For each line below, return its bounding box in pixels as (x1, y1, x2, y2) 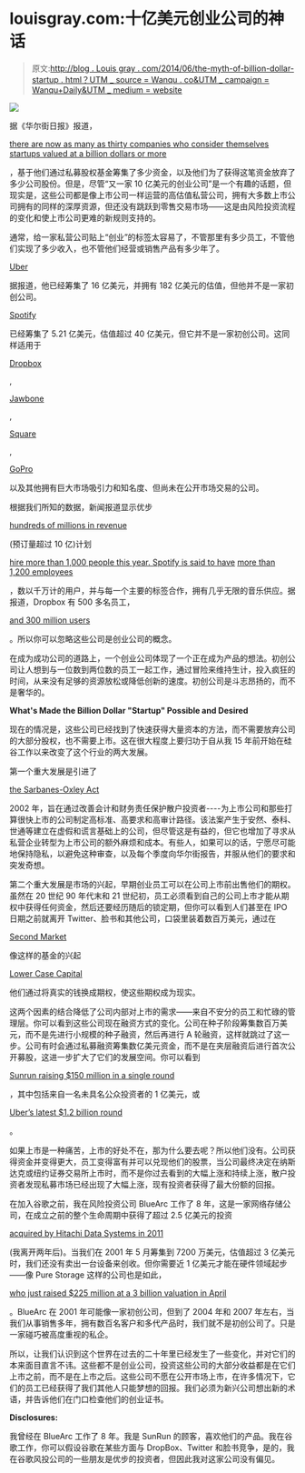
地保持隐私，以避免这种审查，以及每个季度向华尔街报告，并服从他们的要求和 (9, 847, 296, 859)
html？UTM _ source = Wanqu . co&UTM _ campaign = (64, 74, 270, 85)
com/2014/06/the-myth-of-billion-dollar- (142, 63, 295, 74)
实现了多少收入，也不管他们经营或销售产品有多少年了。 (16, 243, 224, 254)
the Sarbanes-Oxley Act (9, 784, 100, 795)
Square (9, 428, 36, 439)
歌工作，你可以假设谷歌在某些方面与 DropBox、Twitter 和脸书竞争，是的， (9, 1442, 288, 1453)
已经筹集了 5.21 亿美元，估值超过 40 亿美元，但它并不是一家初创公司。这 (9, 328, 282, 339)
